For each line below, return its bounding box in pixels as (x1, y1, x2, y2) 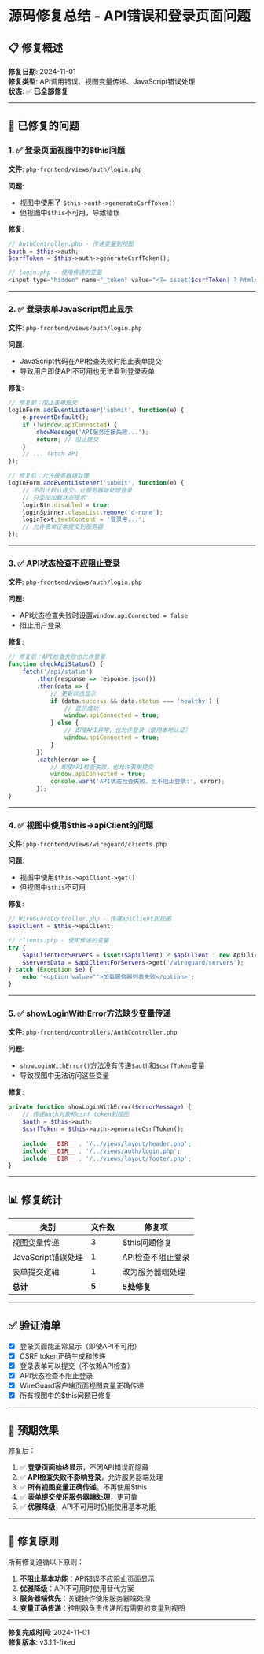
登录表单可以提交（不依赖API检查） (19, 1361, 135, 1370)
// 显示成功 (64, 704, 99, 712)
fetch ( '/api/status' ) (22, 667, 93, 676)
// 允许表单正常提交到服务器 (22, 523, 104, 531)
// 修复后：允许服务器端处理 (8, 472, 90, 480)
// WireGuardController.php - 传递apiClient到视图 (8, 915, 171, 923)
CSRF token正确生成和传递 (19, 1351, 106, 1360)
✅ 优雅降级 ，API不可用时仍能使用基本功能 (19, 1502, 156, 1511)
